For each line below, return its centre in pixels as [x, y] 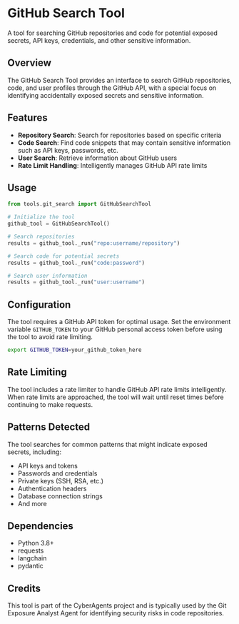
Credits [24, 588]
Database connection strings [60, 496]
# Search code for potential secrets [63, 256]
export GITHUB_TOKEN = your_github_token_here [75, 350]
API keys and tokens [48, 466]
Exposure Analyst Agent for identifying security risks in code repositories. [116, 613]
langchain [32, 558]
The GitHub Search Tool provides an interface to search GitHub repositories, [119, 80]
